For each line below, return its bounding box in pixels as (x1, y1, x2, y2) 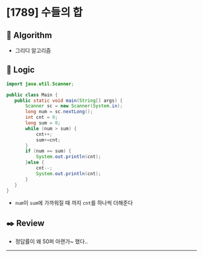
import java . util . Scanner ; (6, 81, 74, 87)
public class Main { (6, 92, 59, 98)
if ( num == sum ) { (25, 148, 71, 155)
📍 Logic (6, 65, 35, 75)
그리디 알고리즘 (14, 47, 51, 54)
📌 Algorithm (6, 30, 53, 40)
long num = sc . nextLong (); (25, 108, 94, 115)
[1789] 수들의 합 (6, 5, 83, 19)
